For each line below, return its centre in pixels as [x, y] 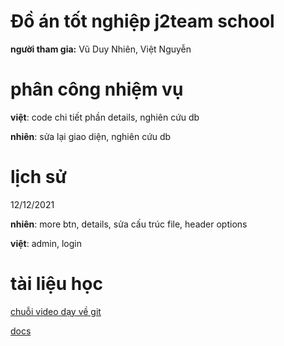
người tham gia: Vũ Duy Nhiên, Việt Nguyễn [101, 49]
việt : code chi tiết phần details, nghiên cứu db [105, 117]
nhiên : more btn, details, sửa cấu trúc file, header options [129, 224]
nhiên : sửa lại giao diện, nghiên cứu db [91, 136]
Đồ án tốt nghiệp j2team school [142, 21]
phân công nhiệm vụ [97, 89]
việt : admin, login [46, 243]
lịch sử [38, 177]
